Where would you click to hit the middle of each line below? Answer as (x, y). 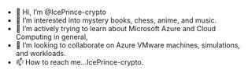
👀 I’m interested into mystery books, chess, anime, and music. (116, 20)
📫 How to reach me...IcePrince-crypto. (80, 62)
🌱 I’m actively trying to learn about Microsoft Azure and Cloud (116, 28)
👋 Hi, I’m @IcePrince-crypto (61, 12)
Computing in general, (52, 37)
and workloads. (41, 53)
